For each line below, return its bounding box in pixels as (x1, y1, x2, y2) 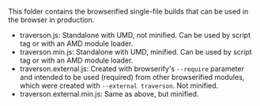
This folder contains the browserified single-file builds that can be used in (8, 7, 249, 16)
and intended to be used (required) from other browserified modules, (19, 73, 245, 81)
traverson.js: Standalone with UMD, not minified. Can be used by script (19, 31, 251, 40)
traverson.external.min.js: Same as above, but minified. (19, 89, 199, 98)
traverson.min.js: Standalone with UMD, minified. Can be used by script (19, 47, 252, 56)
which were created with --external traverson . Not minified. (19, 81, 219, 90)
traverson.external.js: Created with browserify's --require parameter (19, 64, 245, 74)
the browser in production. (8, 15, 95, 25)
